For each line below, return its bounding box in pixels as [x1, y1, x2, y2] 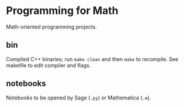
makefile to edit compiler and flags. [6, 62, 91, 69]
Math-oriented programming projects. [6, 23, 98, 30]
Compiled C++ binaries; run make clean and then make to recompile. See [6, 55, 179, 62]
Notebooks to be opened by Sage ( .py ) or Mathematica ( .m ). [6, 94, 151, 101]
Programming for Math [6, 4, 119, 17]
